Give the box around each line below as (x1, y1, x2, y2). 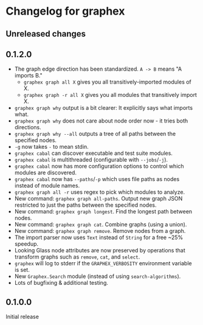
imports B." (14, 72, 43, 79)
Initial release (5, 313, 39, 321)
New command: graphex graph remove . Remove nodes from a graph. (14, 227, 186, 235)
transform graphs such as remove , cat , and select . (14, 253, 140, 260)
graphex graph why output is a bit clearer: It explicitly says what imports (14, 104, 193, 112)
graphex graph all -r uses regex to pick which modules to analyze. (14, 188, 185, 196)
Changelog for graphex (5, 4, 125, 18)
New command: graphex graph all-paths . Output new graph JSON (14, 195, 183, 202)
